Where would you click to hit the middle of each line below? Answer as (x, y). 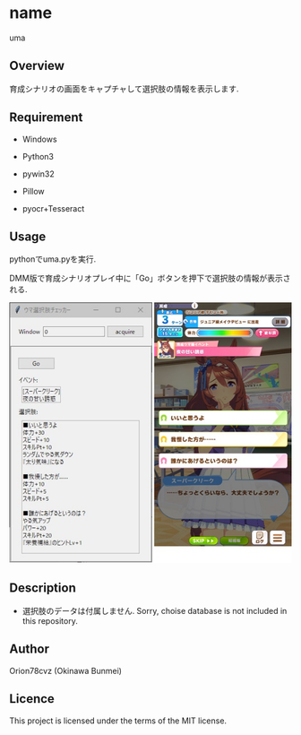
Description (43, 588)
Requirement (46, 118)
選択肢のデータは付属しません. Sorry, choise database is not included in (155, 610)
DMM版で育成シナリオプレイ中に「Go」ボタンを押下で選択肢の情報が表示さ (150, 278)
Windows (39, 139)
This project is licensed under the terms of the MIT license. (118, 721)
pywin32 (39, 174)
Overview (37, 66)
